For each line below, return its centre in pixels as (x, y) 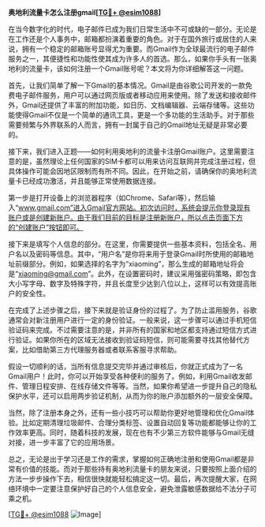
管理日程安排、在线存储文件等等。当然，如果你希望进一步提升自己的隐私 (139, 386)
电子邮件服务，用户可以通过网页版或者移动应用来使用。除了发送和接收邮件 (136, 95)
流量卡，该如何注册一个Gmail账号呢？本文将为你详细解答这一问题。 (138, 69)
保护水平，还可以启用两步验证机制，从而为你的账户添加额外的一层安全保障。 (132, 396)
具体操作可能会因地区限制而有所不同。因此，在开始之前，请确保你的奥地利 (129, 171)
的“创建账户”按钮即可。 (46, 227)
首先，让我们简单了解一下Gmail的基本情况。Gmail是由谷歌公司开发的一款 (127, 85)
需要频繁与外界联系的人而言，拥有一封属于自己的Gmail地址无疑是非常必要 (128, 125)
